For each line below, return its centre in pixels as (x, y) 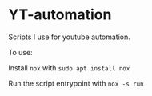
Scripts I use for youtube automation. (69, 37)
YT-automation (60, 15)
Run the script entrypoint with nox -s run (76, 83)
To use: (21, 52)
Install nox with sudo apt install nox (69, 68)
